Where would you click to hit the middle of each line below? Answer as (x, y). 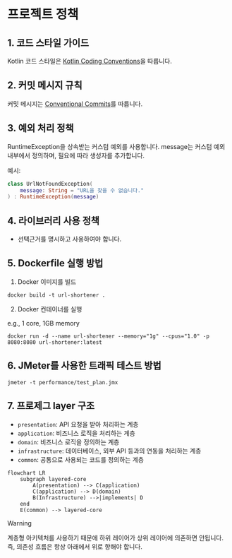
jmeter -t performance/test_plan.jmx (63, 382)
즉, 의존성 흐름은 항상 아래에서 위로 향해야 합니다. (75, 546)
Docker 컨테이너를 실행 (50, 309)
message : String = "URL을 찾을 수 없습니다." (82, 190)
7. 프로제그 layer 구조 (51, 406)
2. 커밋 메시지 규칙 (45, 85)
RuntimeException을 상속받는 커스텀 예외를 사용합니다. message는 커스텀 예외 (116, 146)
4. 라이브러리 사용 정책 (54, 221)
